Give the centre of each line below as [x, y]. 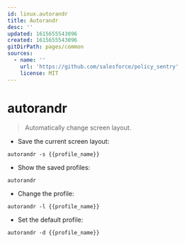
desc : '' [20, 27]
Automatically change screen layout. [78, 128]
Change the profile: [46, 194]
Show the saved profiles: [54, 168]
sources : [20, 54]
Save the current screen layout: [63, 142]
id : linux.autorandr [38, 14]
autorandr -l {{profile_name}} [54, 207]
